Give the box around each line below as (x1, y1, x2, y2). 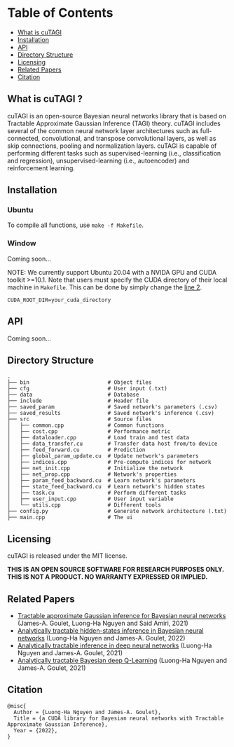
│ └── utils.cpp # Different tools (7, 502, 161, 509)
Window (7, 238, 36, 248)
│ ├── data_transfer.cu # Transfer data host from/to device (7, 440, 218, 448)
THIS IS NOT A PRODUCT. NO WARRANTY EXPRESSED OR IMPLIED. (7, 573, 208, 581)
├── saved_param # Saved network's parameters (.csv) (7, 404, 218, 411)
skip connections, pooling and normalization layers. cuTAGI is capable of (7, 142, 217, 150)
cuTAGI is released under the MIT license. (7, 551, 128, 560)
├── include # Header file (7, 397, 149, 404)
